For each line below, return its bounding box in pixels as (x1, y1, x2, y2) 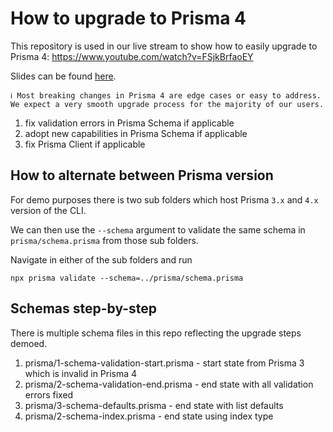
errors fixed (24, 388, 74, 401)
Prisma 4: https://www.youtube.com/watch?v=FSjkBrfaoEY (10, 50, 254, 62)
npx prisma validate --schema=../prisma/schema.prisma (10, 273, 244, 283)
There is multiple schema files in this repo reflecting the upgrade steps (10, 327, 302, 339)
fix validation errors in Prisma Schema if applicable (24, 117, 235, 129)
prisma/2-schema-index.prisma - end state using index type (24, 410, 274, 422)
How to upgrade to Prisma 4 (10, 7, 247, 30)
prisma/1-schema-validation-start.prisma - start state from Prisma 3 (24, 357, 305, 369)
